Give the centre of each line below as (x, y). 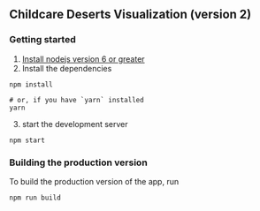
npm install (31, 84)
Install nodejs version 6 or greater (83, 59)
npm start (27, 140)
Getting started (43, 40)
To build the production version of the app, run (94, 181)
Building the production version (78, 162)
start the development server (75, 124)
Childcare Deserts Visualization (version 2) (130, 15)
